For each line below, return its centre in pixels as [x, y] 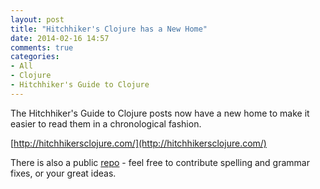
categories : [35, 57]
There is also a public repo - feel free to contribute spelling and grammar [160, 162]
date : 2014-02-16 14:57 [60, 38]
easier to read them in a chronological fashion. [106, 123]
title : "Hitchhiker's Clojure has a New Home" [109, 29]
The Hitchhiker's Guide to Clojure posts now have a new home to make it [160, 113]
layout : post [37, 19]
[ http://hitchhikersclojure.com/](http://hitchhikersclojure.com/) [138, 143]
